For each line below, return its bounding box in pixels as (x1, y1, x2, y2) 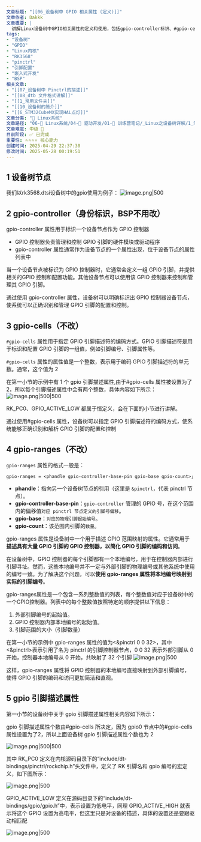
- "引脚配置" (6, 64, 35, 71)
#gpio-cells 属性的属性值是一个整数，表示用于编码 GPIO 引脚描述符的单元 (6, 358, 190, 365)
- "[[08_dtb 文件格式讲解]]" (6, 92, 74, 98)
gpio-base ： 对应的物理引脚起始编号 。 (14, 515, 101, 522)
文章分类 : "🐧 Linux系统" (6, 115, 63, 121)
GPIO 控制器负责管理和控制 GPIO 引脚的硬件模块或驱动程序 (14, 238, 160, 246)
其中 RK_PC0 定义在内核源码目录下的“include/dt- (6, 755, 127, 762)
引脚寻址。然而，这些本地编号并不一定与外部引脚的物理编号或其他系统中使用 (6, 563, 195, 570)
